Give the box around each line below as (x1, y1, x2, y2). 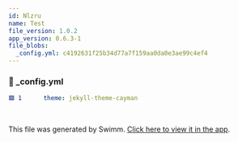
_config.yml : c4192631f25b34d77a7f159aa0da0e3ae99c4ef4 (15, 49, 208, 57)
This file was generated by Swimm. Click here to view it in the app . (8, 124, 231, 134)
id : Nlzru (8, 11, 42, 20)
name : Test (8, 19, 45, 27)
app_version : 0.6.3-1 (8, 34, 82, 43)
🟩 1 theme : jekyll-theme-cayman (8, 94, 138, 102)
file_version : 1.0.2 (8, 27, 79, 35)
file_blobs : (8, 42, 49, 50)
